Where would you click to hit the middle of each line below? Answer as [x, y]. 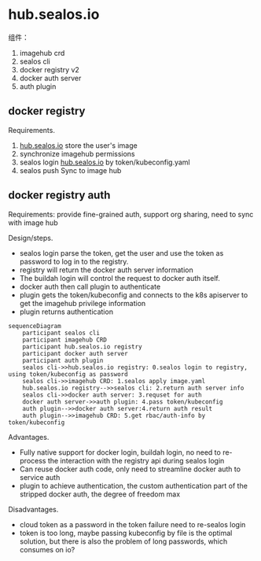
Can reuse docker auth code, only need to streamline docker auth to [130, 469]
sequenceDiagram [35, 326]
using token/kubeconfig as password [68, 374]
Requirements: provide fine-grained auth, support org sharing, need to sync [131, 214]
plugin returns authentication [66, 312]
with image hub [33, 223]
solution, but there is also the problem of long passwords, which [123, 541]
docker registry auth [59, 196]
